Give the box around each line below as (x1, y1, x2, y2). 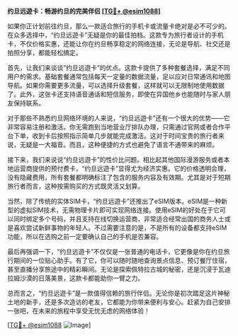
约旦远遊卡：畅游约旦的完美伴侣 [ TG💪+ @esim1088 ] (7, 7, 161, 15)
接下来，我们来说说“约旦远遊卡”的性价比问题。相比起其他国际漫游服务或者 (7, 156, 225, 163)
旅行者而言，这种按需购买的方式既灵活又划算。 (7, 182, 144, 190)
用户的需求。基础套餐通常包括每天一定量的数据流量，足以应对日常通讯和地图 (7, 72, 231, 81)
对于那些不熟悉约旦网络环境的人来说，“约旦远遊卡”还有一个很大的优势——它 (7, 114, 230, 122)
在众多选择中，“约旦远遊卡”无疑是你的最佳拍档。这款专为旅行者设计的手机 (7, 31, 225, 39)
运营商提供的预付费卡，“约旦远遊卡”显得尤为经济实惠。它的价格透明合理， (13, 164, 230, 173)
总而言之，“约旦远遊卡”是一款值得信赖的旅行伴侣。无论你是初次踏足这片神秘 (7, 289, 230, 297)
